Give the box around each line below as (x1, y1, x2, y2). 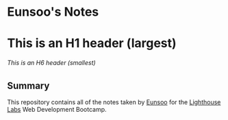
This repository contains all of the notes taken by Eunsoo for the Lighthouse (7, 98, 221, 106)
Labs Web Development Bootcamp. (7, 106, 107, 113)
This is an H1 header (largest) (7, 36, 177, 51)
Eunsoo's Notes (7, 4, 99, 20)
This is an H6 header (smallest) (7, 58, 96, 67)
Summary (7, 80, 50, 91)
